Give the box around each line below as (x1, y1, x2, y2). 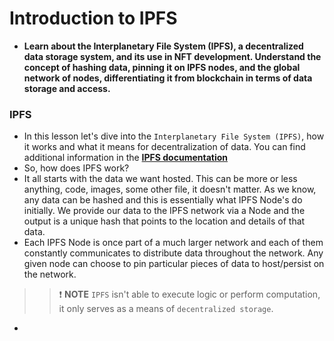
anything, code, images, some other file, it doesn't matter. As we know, (23, 183, 317, 196)
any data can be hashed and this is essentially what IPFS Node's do (23, 194, 303, 206)
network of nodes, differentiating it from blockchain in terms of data (23, 72, 313, 84)
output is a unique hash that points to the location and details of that (23, 215, 306, 227)
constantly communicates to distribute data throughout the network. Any (23, 247, 324, 259)
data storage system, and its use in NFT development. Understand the (23, 50, 322, 62)
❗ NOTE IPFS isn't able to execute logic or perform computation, (58, 288, 321, 301)
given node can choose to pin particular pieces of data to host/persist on (23, 258, 325, 270)
